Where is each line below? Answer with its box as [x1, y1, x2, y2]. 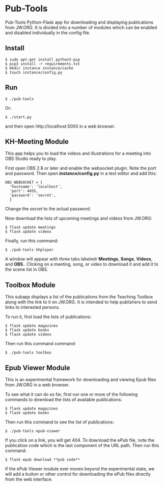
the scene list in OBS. [5, 266, 49, 272]
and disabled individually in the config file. [5, 30, 91, 35]
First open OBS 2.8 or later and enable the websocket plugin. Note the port [5, 165, 157, 171]
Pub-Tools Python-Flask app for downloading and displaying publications [5, 19, 154, 25]
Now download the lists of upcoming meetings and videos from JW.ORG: [5, 215, 152, 222]
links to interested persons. [5, 304, 60, 310]
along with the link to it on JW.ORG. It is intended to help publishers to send [5, 299, 157, 305]
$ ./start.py [5, 114, 32, 120]
